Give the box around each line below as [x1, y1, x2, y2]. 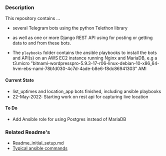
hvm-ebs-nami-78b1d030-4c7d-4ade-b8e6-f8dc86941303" [12, 65, 137, 71]
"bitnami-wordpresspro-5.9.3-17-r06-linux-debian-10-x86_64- [30, 60, 159, 66]
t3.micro [12, 60, 30, 66]
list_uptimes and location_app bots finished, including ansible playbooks [12, 88, 161, 94]
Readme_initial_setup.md [12, 140, 64, 146]
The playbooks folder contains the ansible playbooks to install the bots [12, 49, 157, 56]
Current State [5, 77, 34, 83]
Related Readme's [5, 128, 50, 135]
